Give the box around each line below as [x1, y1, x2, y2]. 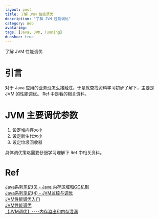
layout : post [5, 7, 32, 12]
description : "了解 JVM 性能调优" [5, 16, 71, 21]
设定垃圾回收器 [12, 139, 43, 145]
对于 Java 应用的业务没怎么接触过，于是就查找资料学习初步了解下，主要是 [5, 84, 155, 91]
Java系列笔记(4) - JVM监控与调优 [5, 190, 73, 196]
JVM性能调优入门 [5, 196, 41, 202]
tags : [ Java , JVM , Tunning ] [5, 30, 63, 35]
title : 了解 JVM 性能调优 [5, 12, 54, 17]
